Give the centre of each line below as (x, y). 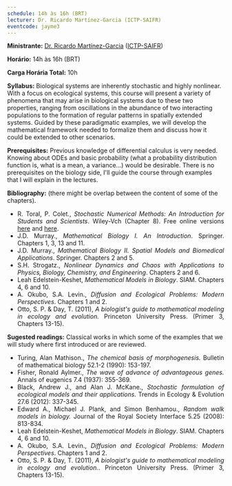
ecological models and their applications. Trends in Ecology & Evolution (120, 394)
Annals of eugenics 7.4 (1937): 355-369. (74, 380)
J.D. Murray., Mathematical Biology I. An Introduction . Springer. (120, 236)
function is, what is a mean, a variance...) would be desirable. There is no (111, 165)
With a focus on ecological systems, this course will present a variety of (109, 93)
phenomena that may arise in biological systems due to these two (100, 101)
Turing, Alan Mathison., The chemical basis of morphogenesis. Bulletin (120, 358)
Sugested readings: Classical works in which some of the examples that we (115, 337)
